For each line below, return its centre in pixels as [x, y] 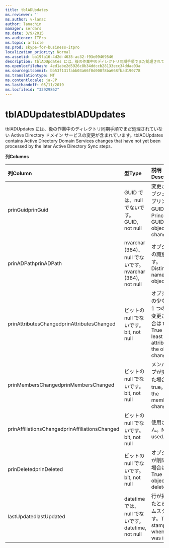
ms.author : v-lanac [26, 19]
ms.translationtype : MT [30, 76]
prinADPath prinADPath [35, 263]
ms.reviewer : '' [22, 15]
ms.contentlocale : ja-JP [31, 80]
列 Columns [17, 157]
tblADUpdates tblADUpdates [65, 114]
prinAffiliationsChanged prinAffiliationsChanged [64, 429]
